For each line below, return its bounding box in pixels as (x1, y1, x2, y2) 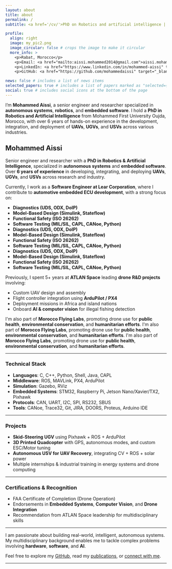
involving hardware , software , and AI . (5, 543, 86, 549)
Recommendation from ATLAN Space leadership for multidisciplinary (12, 512, 158, 518)
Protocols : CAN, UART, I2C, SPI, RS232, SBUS (12, 399, 111, 405)
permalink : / (5, 17, 33, 22)
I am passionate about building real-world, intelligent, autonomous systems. (5, 532, 165, 538)
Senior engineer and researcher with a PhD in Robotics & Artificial (5, 157, 146, 164)
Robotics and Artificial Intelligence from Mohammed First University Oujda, (5, 113, 166, 119)
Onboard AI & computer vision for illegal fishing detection (12, 305, 136, 312)
